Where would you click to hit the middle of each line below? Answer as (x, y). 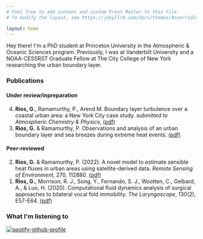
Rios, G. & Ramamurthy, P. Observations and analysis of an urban (96, 128)
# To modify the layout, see (43, 18)
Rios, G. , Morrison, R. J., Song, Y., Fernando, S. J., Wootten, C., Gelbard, (105, 181)
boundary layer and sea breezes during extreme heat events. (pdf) (98, 135)
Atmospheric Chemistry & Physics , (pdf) (65, 121)
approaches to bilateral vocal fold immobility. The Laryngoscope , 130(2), (105, 194)
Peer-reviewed (25, 149)
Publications (25, 81)
